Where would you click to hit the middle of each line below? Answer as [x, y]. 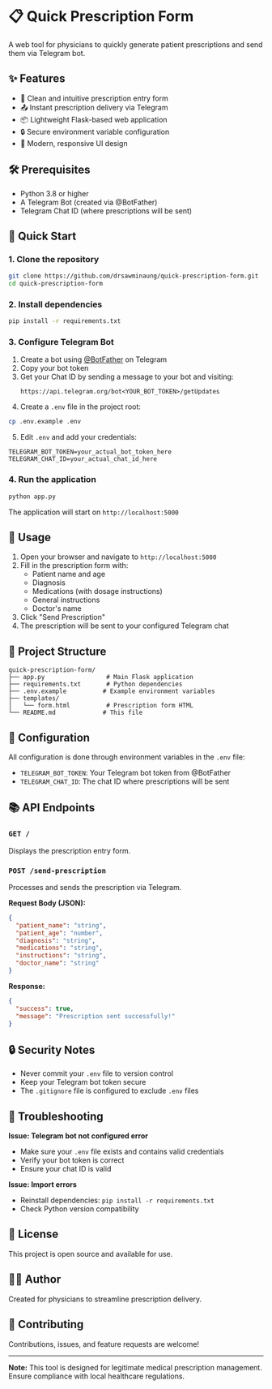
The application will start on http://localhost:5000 [94, 512]
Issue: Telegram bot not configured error [78, 1136]
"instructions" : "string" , [61, 956]
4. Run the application [53, 479]
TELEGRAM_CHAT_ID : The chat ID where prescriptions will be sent [125, 781]
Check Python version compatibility [79, 1209]
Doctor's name [57, 608]
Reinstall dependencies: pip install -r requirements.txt [117, 1200]
